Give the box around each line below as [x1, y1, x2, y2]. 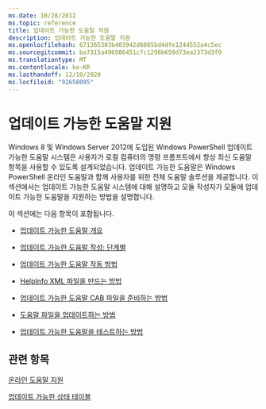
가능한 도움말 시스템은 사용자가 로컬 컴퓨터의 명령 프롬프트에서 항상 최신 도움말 [8, 152, 253, 162]
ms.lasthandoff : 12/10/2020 [8, 71, 102, 79]
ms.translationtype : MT [8, 56, 87, 64]
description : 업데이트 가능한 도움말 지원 [8, 33, 131, 42]
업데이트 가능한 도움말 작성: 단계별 [19, 243, 126, 253]
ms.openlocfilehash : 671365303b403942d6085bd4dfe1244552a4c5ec [8, 41, 222, 49]
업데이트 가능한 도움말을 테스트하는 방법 [19, 327, 144, 337]
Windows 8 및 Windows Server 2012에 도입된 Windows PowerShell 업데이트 [8, 142, 253, 152]
